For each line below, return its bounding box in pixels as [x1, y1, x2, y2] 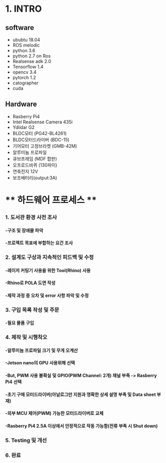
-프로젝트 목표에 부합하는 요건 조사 [5, 240, 73, 246]
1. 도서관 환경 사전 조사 [5, 214, 57, 221]
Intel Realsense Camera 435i [12, 119, 73, 125]
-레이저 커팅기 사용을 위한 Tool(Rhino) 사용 [5, 267, 91, 273]
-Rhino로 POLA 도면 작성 [5, 280, 56, 286]
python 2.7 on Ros [12, 53, 51, 59]
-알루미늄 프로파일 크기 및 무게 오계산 [5, 347, 78, 353]
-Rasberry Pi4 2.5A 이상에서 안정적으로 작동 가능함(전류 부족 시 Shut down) [5, 422, 158, 429]
